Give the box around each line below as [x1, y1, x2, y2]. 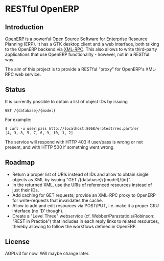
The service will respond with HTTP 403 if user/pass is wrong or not [5, 139, 143, 145]
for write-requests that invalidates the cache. [12, 197, 103, 203]
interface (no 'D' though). [12, 208, 64, 214]
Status [5, 86, 26, 94]
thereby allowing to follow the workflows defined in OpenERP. [12, 223, 137, 229]
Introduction [5, 23, 44, 31]
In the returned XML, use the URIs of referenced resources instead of [12, 182, 152, 188]
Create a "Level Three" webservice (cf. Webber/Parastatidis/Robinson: [12, 213, 155, 219]
